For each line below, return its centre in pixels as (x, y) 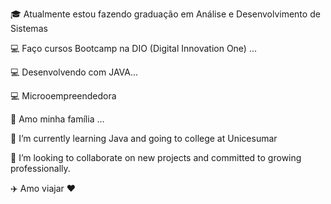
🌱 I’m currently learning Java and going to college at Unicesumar (144, 138)
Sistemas (29, 28)
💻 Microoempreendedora (63, 96)
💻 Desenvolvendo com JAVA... (74, 72)
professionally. (40, 168)
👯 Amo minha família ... (57, 119)
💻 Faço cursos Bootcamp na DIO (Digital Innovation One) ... (134, 48)
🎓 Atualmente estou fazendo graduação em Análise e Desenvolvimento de (165, 14)
